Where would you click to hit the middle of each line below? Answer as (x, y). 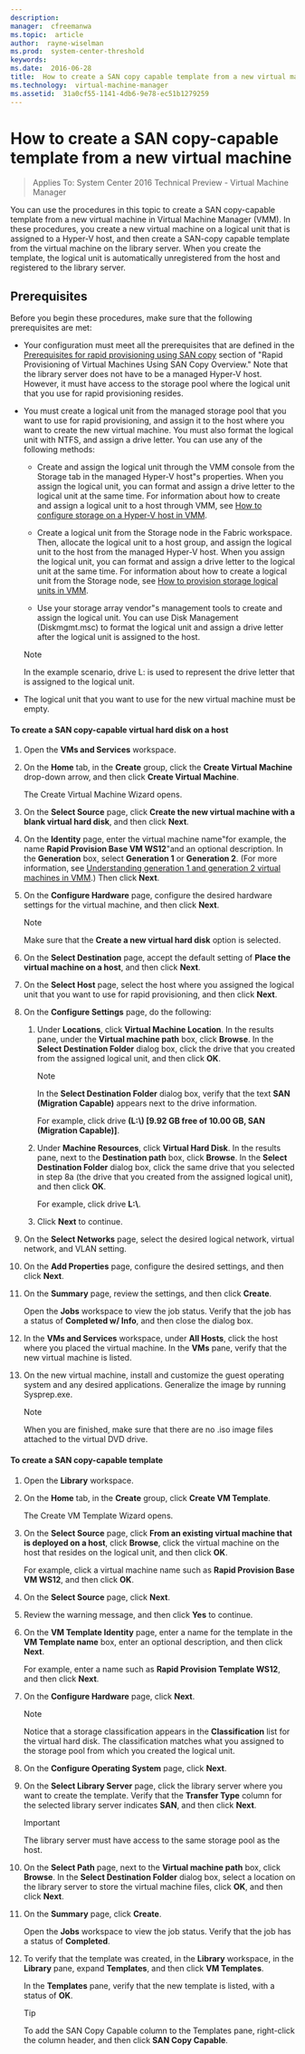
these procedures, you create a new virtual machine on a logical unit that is (150, 229)
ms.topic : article (47, 34)
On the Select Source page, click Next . (97, 1597)
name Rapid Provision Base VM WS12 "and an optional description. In (153, 849)
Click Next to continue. (80, 1222)
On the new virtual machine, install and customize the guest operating (153, 1375)
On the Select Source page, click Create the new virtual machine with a (159, 812)
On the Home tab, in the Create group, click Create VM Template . (147, 1497)
